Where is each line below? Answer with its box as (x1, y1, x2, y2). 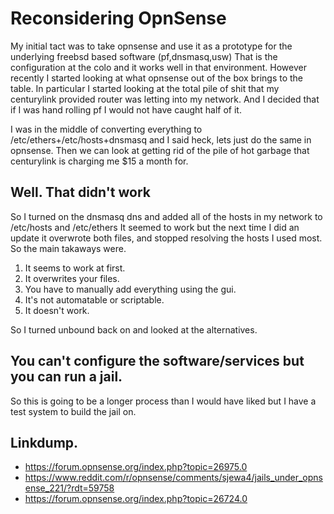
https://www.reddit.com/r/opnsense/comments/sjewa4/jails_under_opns (24, 472, 323, 484)
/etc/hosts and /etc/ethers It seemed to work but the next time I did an (10, 221, 300, 233)
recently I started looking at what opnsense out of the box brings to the (10, 72, 304, 84)
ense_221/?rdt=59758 (24, 482, 115, 494)
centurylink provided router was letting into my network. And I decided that (10, 93, 320, 105)
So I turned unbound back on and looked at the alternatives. (10, 323, 258, 336)
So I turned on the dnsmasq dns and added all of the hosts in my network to (10, 210, 323, 222)
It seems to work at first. (24, 262, 126, 274)
